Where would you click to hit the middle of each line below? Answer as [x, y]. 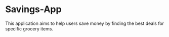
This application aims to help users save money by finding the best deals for [85, 23]
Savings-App [33, 9]
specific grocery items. [29, 28]
